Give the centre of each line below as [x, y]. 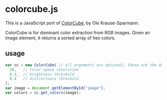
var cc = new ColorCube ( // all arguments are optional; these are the [81, 65]
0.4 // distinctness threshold [44, 79]
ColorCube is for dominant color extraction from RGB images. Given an [78, 32]
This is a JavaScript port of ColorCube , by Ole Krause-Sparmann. [72, 23]
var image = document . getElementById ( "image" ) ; [55, 88]
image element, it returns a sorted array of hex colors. [60, 38]
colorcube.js [32, 9]
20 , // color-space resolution [44, 70]
